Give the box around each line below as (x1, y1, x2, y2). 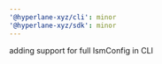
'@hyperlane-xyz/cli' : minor (9, 12, 117, 22)
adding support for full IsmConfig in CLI (9, 45, 153, 55)
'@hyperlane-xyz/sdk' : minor (9, 21, 117, 30)
